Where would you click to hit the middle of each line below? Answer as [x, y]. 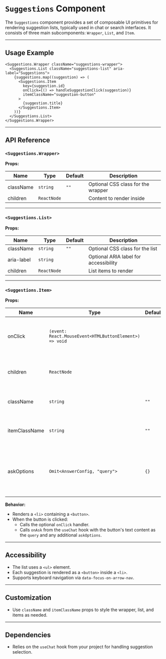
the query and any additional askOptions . [61, 535]
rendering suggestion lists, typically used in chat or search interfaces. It [78, 27]
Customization [28, 598]
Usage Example [30, 53]
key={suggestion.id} [44, 86]
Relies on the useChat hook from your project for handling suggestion [83, 647]
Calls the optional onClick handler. [55, 525]
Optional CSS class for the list [123, 248]
